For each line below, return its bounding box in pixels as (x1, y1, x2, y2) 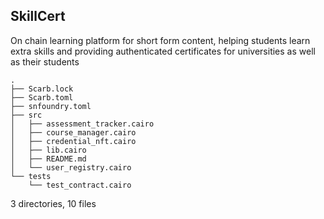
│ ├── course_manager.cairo (10, 127, 137, 138)
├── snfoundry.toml (10, 101, 92, 111)
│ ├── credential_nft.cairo (10, 136, 137, 146)
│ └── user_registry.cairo (10, 162, 132, 173)
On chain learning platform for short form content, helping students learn (10, 34, 311, 46)
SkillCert (10, 8, 66, 25)
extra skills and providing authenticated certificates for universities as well (10, 45, 316, 57)
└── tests (10, 171, 52, 181)
